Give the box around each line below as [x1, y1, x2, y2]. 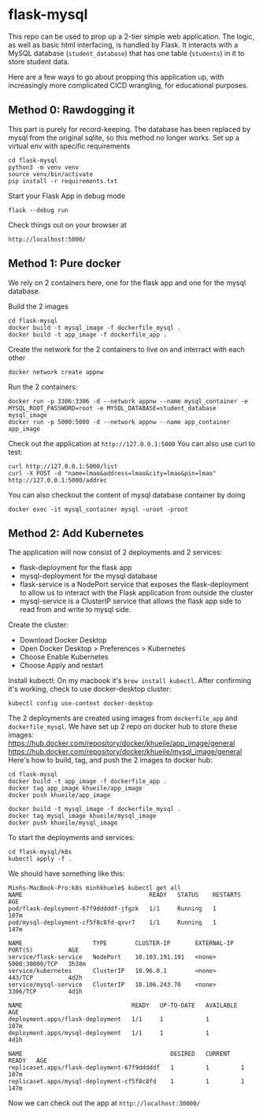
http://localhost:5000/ [8, 235, 87, 243]
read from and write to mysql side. [19, 605, 131, 614]
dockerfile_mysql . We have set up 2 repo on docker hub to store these [8, 722, 238, 731]
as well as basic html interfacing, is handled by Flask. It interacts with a [8, 39, 239, 49]
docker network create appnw [8, 368, 104, 376]
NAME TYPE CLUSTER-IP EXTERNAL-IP [8, 940, 235, 948]
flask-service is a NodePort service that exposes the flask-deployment [19, 580, 250, 589]
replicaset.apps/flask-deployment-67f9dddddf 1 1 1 [8, 1064, 245, 1072]
